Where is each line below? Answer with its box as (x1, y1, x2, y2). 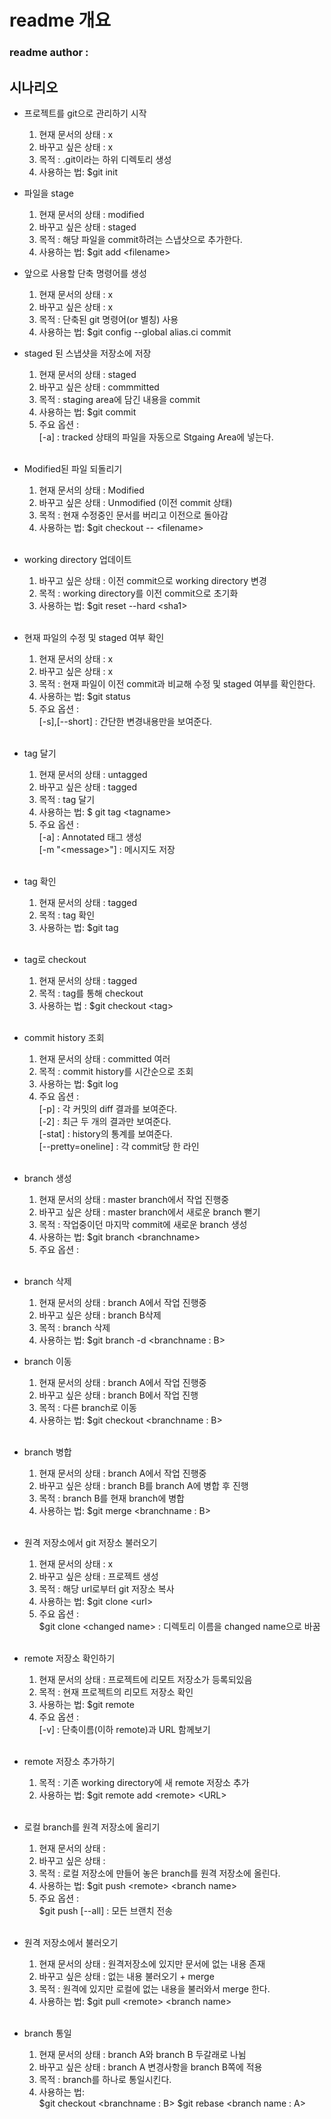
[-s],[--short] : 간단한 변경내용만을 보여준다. (38, 715, 213, 727)
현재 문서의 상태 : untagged (38, 768, 148, 780)
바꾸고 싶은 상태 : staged (38, 221, 137, 233)
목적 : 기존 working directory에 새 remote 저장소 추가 (38, 1776, 250, 1788)
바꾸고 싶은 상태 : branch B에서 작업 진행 (38, 1389, 199, 1401)
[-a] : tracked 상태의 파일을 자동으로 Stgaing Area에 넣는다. (38, 431, 274, 443)
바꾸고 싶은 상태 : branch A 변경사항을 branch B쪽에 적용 (38, 2061, 263, 2073)
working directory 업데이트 (23, 553, 132, 565)
